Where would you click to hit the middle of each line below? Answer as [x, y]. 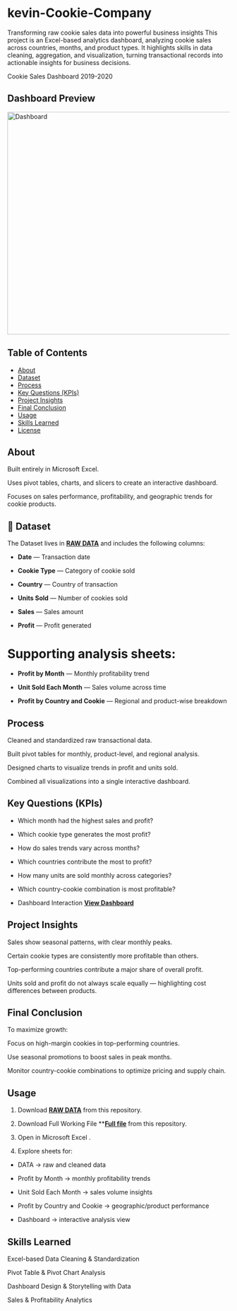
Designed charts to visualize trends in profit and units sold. [93, 768]
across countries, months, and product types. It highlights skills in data [110, 47]
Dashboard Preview [51, 99]
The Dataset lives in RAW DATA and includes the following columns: [106, 543]
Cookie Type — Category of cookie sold [76, 571]
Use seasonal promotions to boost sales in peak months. [90, 1057]
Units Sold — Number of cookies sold [73, 598]
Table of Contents [48, 353]
